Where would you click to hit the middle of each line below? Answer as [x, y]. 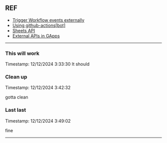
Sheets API [24, 30]
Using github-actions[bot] [39, 25]
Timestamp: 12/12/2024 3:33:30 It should [47, 64]
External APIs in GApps [36, 36]
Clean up [16, 77]
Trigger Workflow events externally [48, 20]
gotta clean [17, 97]
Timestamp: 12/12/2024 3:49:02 [38, 121]
